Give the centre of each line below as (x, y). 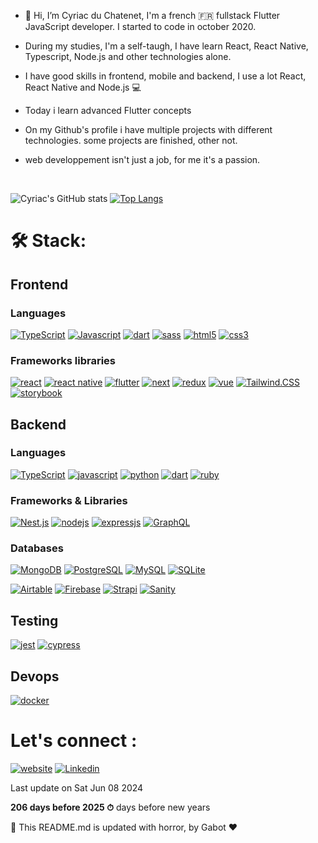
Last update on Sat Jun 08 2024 (77, 788)
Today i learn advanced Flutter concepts (108, 110)
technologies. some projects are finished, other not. (131, 140)
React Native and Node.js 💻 (83, 87)
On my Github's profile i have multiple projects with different (148, 129)
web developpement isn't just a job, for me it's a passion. (142, 159)
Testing (34, 620)
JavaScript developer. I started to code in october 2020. (140, 26)
